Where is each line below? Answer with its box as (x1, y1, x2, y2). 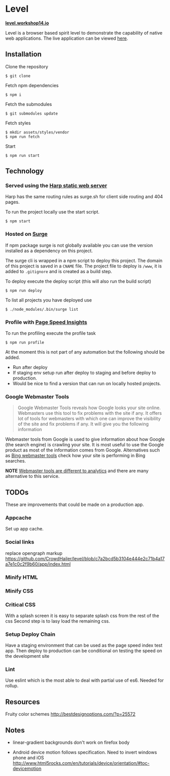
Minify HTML (5, 574, 38, 581)
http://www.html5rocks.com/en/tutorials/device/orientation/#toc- (12, 760, 150, 766)
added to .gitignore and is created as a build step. (5, 268, 112, 274)
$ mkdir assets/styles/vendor (5, 129, 70, 135)
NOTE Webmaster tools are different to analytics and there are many (5, 468, 149, 474)
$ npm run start (5, 153, 40, 158)
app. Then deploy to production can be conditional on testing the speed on (5, 648, 162, 654)
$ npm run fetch (5, 134, 40, 139)
